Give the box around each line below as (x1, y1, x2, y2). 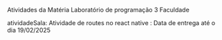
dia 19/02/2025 (7, 26, 50, 34)
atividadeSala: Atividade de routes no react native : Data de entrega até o (7, 19, 216, 26)
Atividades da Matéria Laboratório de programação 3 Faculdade (7, 6, 190, 14)
